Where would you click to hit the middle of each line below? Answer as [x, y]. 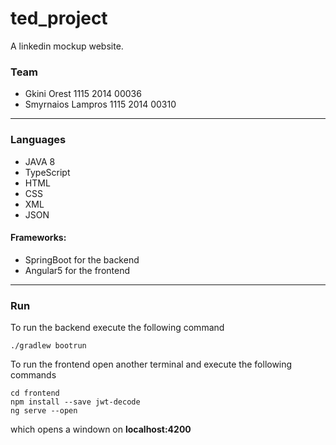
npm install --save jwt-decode [75, 402]
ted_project [59, 18]
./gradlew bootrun [48, 346]
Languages [38, 140]
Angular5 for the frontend [77, 270]
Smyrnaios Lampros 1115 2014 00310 [100, 104]
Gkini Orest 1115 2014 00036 [83, 94]
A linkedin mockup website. [67, 46]
